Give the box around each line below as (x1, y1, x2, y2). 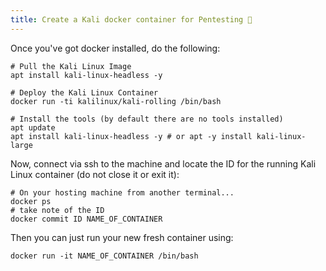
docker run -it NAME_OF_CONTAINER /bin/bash (10, 251, 199, 261)
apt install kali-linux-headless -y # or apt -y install (10, 131, 253, 141)
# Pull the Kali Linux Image (10, 61, 132, 71)
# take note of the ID (10, 205, 105, 215)
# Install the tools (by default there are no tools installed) (10, 114, 284, 124)
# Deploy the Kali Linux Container (10, 87, 159, 98)
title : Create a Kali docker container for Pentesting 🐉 (10, 14, 253, 25)
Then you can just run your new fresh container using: (10, 231, 234, 243)
